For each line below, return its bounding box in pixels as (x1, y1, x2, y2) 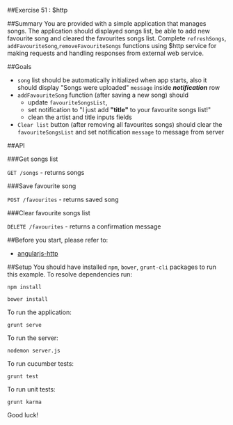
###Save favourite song (7, 182, 77, 190)
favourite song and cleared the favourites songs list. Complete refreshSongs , (7, 34, 227, 42)
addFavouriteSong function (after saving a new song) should (17, 91, 189, 99)
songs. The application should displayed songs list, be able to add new (7, 27, 210, 35)
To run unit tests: (7, 385, 56, 393)
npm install (7, 284, 42, 291)
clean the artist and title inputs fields (27, 113, 132, 121)
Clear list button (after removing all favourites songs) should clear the (17, 121, 223, 128)
